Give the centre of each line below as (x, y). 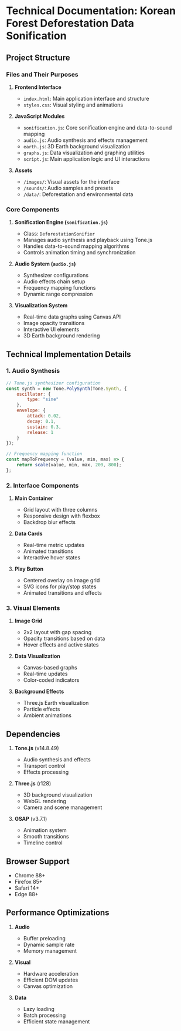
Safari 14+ (27, 888)
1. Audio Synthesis (33, 371)
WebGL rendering (45, 801)
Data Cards (28, 533)
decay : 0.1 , (42, 421)
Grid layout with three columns (60, 510)
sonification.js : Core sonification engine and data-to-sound (98, 127)
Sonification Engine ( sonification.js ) (61, 223)
